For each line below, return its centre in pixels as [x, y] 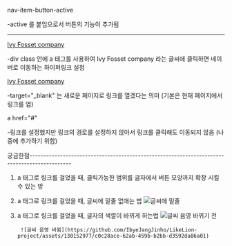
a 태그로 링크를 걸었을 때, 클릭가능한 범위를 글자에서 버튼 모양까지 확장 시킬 [118, 178]
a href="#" [22, 118]
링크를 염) [20, 104]
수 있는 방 [30, 186]
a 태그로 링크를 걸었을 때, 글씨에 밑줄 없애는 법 [79, 201]
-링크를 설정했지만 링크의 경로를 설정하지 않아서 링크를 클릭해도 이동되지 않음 [111, 132]
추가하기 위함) [39, 141]
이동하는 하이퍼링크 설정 [52, 67]
